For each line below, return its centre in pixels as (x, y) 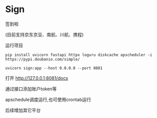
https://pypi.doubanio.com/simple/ (43, 59)
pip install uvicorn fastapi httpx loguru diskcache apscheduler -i (79, 55)
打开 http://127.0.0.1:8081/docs (37, 78)
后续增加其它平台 (23, 110)
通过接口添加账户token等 (31, 89)
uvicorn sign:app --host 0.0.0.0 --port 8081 (54, 68)
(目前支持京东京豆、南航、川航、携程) (45, 34)
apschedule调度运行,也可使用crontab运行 (48, 99)
